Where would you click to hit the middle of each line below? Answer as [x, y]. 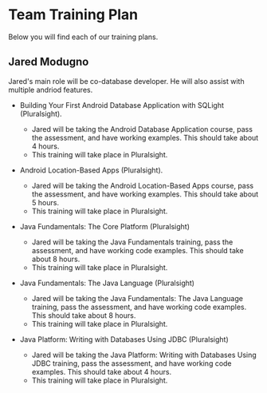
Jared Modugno [49, 62]
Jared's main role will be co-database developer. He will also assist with [126, 81]
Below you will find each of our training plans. [83, 37]
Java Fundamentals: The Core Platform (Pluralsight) [104, 226]
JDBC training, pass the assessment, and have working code [132, 363]
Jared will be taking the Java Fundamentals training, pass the [132, 242]
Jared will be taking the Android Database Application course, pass [142, 129]
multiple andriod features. [51, 89]
